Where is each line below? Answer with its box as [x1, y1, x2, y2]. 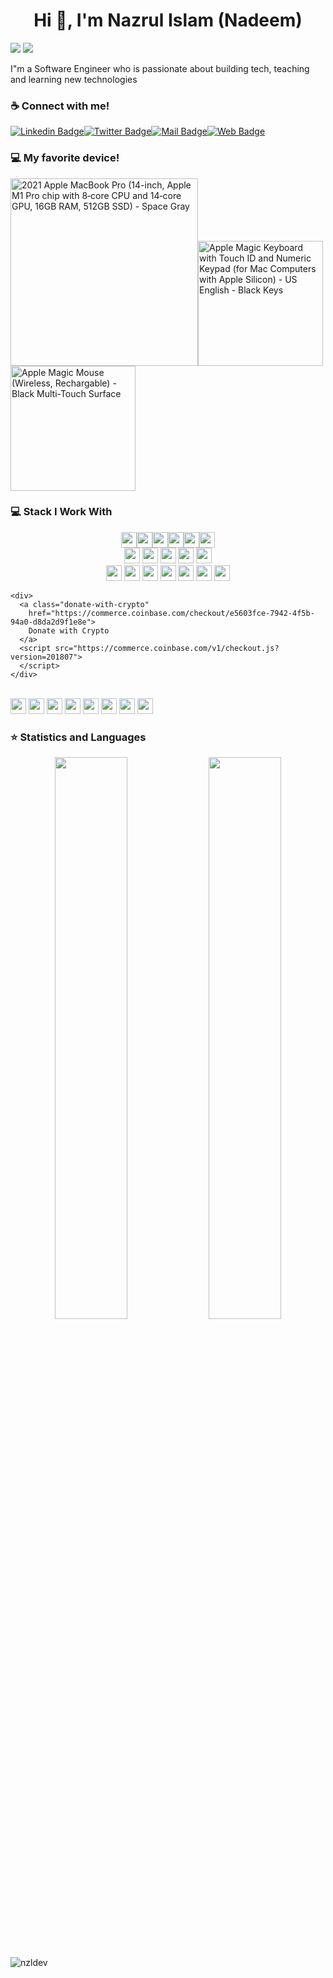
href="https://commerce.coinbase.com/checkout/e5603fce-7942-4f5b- [28, 608, 315, 618]
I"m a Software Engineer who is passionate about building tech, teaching [10, 62, 310, 74]
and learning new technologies [10, 73, 138, 85]
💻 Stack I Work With [10, 505, 113, 519]
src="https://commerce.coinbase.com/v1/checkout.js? [54, 643, 280, 653]
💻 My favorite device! [10, 151, 120, 165]
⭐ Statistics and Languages [10, 730, 147, 744]
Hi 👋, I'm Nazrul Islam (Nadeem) [33, 9, 303, 32]
